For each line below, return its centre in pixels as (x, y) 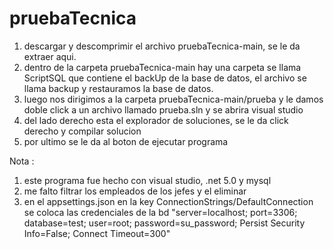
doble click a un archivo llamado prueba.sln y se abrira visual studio (163, 109)
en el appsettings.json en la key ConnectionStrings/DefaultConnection (168, 201)
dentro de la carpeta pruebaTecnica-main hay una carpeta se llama (162, 67)
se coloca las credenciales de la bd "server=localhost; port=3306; (160, 212)
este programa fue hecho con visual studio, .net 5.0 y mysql (147, 180)
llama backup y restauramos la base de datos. (118, 88)
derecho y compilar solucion (82, 131)
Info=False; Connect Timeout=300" (97, 233)
